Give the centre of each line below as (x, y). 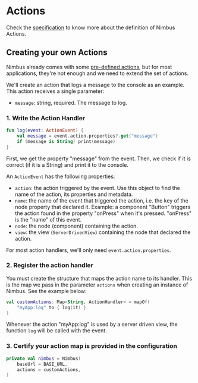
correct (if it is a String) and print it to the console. (67, 164)
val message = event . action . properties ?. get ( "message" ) (88, 136)
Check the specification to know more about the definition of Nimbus (91, 27)
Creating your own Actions (57, 53)
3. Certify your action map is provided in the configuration (92, 346)
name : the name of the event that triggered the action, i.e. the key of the (101, 200)
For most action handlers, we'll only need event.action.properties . (89, 250)
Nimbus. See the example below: (47, 291)
